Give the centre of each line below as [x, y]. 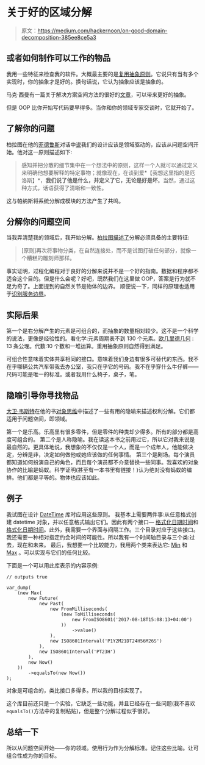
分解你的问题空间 [38, 222]
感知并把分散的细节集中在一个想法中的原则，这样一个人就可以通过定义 [110, 165]
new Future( [44, 598]
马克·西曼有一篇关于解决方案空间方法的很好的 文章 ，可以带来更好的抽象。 [98, 94]
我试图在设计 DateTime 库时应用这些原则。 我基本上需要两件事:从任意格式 [99, 514]
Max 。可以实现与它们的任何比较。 [50, 552]
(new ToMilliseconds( [88, 614]
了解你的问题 [31, 129]
